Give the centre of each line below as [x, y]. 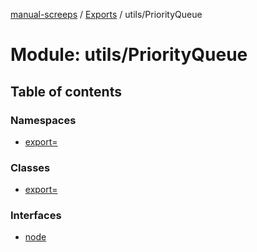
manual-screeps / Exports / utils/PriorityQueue [106, 14]
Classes [30, 167]
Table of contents [66, 91]
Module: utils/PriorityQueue [129, 55]
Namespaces [43, 120]
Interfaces [36, 216]
